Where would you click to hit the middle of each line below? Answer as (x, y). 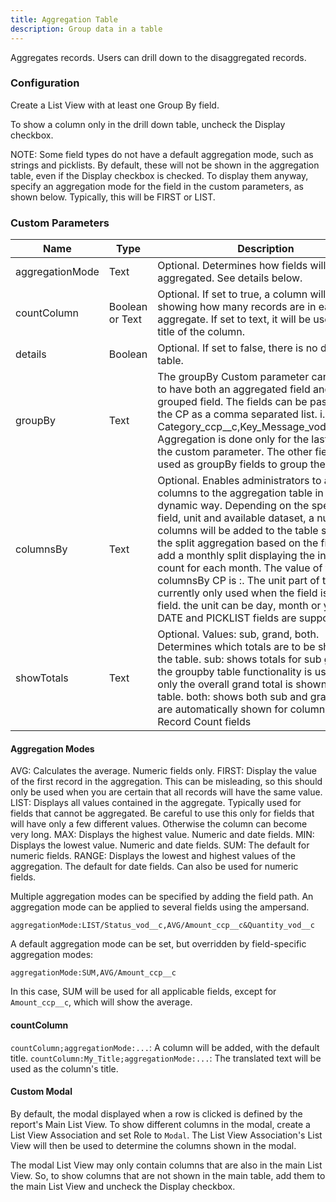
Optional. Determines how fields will (242, 266)
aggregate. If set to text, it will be (234, 319)
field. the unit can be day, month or (239, 606)
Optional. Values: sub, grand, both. (238, 634)
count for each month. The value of (240, 568)
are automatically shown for (222, 709)
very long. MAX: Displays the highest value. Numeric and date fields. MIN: (162, 835)
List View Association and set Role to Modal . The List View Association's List (166, 1135)
